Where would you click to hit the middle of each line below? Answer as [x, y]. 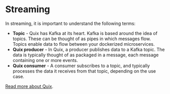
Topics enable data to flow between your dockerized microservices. [83, 44]
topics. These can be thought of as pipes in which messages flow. [82, 39]
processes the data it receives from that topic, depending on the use [84, 71]
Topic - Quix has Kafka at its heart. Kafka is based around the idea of [85, 33]
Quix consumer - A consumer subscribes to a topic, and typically [81, 66]
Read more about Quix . [29, 86]
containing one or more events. [45, 60]
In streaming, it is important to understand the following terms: [71, 23]
